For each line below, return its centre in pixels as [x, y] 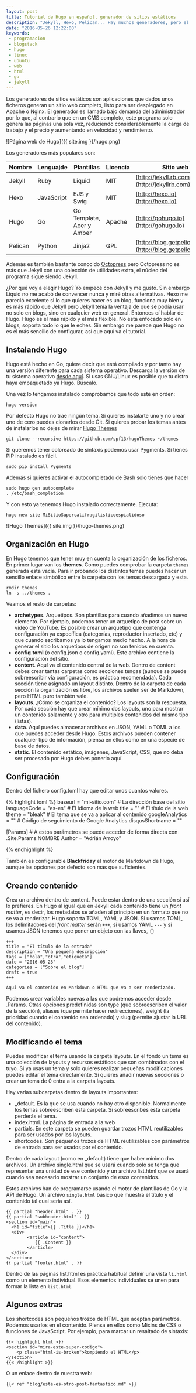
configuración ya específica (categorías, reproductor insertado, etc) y [98, 634]
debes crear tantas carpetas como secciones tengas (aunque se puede [100, 671]
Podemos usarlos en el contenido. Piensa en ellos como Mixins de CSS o [94, 1325]
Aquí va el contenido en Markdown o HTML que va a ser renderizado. [91, 988]
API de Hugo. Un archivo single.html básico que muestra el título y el [90, 1195]
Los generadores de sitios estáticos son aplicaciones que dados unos [90, 99]
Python [47, 246]
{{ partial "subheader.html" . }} [48, 1217]
